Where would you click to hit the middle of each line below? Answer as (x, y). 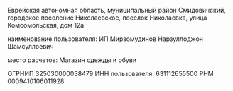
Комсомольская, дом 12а (46, 25)
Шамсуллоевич (31, 46)
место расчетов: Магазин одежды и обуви (72, 60)
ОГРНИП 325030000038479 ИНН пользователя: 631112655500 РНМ (111, 74)
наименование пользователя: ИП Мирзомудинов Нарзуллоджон (105, 39)
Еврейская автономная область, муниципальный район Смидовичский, (116, 10)
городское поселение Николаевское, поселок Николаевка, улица (107, 18)
